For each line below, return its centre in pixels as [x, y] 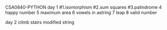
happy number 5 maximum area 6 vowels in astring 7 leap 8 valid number [81, 12]
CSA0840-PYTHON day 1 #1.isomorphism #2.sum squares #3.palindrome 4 [83, 7]
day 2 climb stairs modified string [40, 22]
